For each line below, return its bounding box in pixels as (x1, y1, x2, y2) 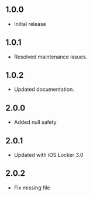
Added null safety (13, 119, 57, 126)
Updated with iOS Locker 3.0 (13, 152, 84, 159)
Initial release (13, 20, 46, 27)
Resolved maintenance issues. (13, 53, 88, 60)
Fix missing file (13, 184, 50, 191)
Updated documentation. (13, 86, 74, 93)
